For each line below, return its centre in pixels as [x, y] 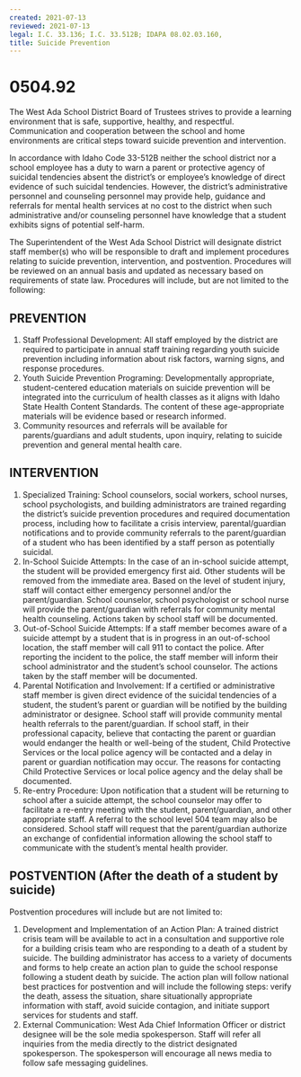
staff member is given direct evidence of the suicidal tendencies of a [149, 695]
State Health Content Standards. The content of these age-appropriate [153, 406]
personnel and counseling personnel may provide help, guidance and [137, 196]
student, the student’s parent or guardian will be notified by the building [155, 704]
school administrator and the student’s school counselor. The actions [150, 667]
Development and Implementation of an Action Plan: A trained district [150, 929]
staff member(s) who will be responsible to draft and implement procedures [149, 252]
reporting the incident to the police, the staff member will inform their [150, 657]
